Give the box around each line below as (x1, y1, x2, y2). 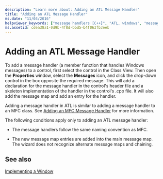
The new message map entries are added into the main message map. (12, 136, 153, 142)
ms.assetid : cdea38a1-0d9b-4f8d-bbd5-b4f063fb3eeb (5, 25, 110, 30)
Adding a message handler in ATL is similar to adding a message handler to (5, 103, 155, 108)
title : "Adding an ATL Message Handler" (5, 12, 88, 17)
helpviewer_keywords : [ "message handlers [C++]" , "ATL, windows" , (5, 20, 142, 26)
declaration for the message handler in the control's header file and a (5, 83, 144, 89)
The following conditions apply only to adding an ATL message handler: (5, 117, 148, 123)
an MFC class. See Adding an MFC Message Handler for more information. (5, 108, 154, 114)
